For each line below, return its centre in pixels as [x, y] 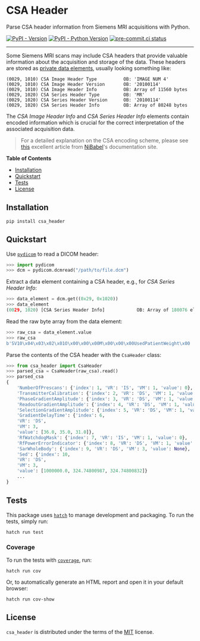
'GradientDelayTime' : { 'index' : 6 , [61, 416]
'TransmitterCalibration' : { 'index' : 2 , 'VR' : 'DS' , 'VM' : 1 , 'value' [106, 393]
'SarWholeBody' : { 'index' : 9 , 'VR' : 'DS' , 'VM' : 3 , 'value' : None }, [104, 449]
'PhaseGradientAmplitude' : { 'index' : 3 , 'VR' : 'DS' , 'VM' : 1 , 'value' [106, 399]
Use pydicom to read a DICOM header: [53, 254]
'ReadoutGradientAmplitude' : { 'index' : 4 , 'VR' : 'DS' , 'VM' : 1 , [98, 404]
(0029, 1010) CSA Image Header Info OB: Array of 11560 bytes [97, 89]
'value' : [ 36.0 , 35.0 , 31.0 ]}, [56, 432]
